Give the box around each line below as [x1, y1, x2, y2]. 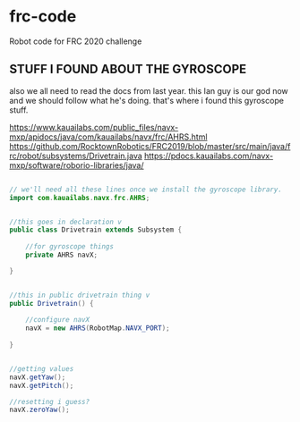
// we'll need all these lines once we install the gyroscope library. [9, 185, 282, 194]
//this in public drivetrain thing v [9, 291, 150, 300]
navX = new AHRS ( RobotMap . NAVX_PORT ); [25, 324, 170, 333]
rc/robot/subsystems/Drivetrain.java [9, 150, 143, 161]
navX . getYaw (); [9, 373, 66, 382]
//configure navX [25, 316, 90, 325]
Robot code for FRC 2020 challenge [9, 36, 142, 46]
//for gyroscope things [25, 242, 115, 251]
